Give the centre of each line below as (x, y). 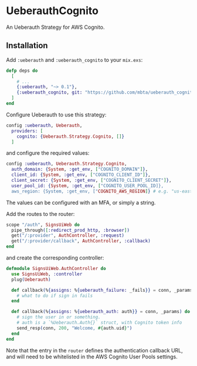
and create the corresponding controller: (55, 258)
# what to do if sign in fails (55, 295)
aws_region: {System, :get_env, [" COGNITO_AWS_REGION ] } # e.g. (90, 191)
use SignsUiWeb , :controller (47, 274)
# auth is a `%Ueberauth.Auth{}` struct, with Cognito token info (99, 322)
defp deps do (22, 71)
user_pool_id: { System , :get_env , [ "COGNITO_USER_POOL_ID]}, (88, 186)
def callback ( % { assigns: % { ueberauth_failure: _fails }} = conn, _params (102, 290)
